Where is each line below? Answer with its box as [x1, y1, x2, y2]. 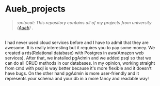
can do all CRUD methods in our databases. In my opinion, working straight [5, 60, 155, 66]
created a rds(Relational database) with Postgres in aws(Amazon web [5, 50, 144, 56]
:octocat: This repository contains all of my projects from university [16, 19, 152, 25]
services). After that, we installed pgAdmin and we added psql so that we [5, 55, 151, 61]
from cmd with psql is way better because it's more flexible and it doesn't [5, 65, 152, 71]
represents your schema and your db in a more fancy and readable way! [5, 76, 149, 82]
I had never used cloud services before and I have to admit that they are [5, 40, 149, 45]
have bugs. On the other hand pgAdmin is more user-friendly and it [5, 71, 139, 76]
